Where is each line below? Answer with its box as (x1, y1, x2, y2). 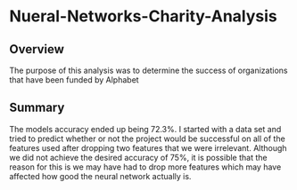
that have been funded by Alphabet (9, 75, 140, 85)
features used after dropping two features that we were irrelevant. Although (9, 142, 287, 153)
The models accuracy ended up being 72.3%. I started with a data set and (9, 123, 282, 134)
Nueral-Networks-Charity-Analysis (9, 6, 278, 27)
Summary (9, 100, 65, 115)
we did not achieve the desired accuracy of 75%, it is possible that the (9, 152, 268, 162)
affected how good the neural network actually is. (9, 170, 192, 181)
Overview (9, 42, 65, 57)
